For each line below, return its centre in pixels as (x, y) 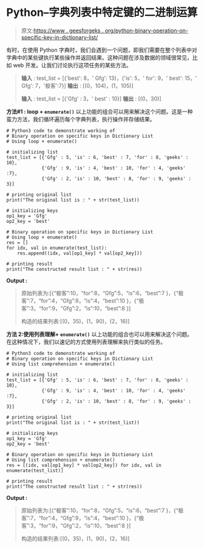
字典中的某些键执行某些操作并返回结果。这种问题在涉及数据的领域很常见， (99, 57)
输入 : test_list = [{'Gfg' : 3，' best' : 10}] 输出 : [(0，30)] (91, 99)
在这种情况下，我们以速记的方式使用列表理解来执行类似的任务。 (86, 342)
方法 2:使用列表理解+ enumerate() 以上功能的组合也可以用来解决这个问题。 (100, 334)
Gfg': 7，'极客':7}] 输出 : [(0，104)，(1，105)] (77, 85)
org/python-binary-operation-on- (147, 30)
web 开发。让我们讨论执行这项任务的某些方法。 (72, 65)
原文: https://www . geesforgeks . (62, 30)
